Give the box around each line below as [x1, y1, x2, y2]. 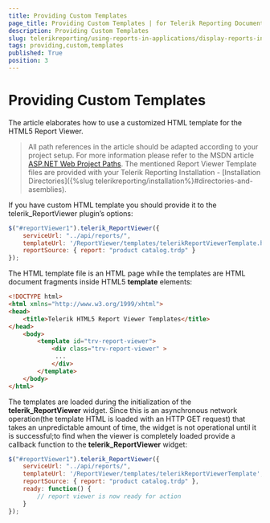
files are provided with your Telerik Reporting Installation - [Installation [27, 167, 261, 177]
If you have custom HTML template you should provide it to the [8, 200, 217, 210]
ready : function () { [22, 485, 92, 493]
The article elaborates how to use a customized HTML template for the [8, 117, 243, 127]
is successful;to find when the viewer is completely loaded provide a [8, 431, 235, 440]
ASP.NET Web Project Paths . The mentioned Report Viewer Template [27, 158, 257, 169]
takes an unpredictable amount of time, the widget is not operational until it [8, 423, 257, 432]
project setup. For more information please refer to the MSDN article [27, 150, 255, 160]
